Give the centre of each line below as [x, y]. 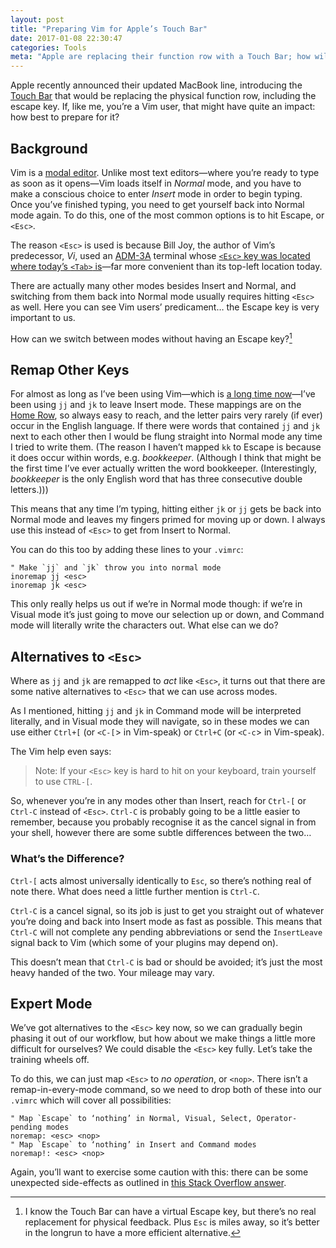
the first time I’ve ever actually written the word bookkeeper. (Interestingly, [163, 468]
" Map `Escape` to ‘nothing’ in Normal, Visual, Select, [131, 1119]
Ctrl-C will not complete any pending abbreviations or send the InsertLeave [166, 932]
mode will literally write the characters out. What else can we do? [144, 625]
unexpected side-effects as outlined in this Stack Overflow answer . [148, 1183]
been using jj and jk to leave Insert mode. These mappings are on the [156, 405]
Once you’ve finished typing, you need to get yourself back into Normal [157, 204]
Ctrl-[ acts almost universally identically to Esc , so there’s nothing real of [161, 880]
